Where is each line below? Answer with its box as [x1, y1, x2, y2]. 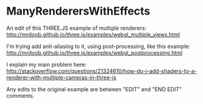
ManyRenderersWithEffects [6, 4, 151, 18]
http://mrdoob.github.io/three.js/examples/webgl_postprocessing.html [6, 49, 183, 56]
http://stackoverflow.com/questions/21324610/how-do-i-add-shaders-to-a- [6, 67, 197, 74]
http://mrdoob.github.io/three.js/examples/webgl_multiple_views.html [6, 30, 180, 38]
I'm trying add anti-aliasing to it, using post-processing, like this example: [6, 43, 191, 50]
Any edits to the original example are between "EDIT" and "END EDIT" [6, 85, 182, 92]
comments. [6, 92, 35, 99]
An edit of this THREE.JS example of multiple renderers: [6, 24, 147, 32]
